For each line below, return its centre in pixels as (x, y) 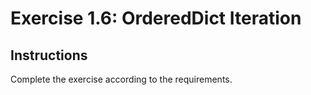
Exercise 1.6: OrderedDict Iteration (156, 18)
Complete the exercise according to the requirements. (121, 79)
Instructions (49, 55)
